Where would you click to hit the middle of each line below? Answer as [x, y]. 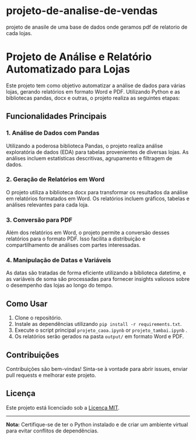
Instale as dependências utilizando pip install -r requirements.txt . [98, 324]
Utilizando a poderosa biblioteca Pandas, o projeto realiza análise [85, 146]
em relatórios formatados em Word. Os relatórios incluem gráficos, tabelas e [98, 198]
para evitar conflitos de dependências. [52, 431]
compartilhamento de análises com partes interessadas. [73, 245]
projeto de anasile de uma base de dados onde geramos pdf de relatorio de [97, 27]
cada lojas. [19, 33]
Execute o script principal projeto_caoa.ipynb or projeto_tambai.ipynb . [101, 330]
